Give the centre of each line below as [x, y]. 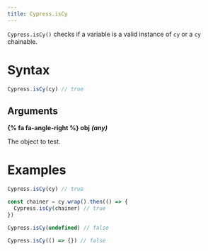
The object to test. [34, 141]
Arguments [33, 111]
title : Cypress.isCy [38, 14]
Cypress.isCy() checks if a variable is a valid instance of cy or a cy [104, 34]
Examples [37, 170]
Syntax [29, 70]
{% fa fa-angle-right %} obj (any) [58, 128]
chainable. [22, 41]
